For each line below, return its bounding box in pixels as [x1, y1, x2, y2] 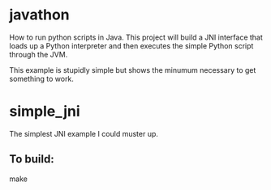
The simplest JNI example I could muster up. [9, 129, 159, 138]
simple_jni [9, 103, 80, 120]
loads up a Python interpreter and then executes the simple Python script [9, 40, 254, 50]
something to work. [9, 74, 74, 83]
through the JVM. [9, 49, 68, 59]
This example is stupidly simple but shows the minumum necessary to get [9, 65, 256, 74]
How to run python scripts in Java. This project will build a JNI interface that [9, 32, 263, 42]
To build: [9, 152, 55, 167]
